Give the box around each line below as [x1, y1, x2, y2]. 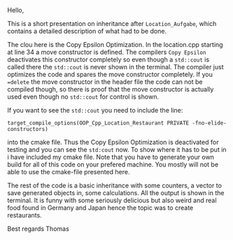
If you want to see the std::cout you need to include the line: [7, 106, 183, 114]
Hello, [7, 6, 24, 14]
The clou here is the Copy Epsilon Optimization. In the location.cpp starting [7, 41, 223, 48]
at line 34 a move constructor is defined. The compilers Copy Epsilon [7, 48, 206, 56]
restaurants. [7, 211, 42, 219]
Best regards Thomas [7, 225, 70, 233]
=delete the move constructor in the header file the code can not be [7, 78, 203, 86]
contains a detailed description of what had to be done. [7, 27, 167, 35]
